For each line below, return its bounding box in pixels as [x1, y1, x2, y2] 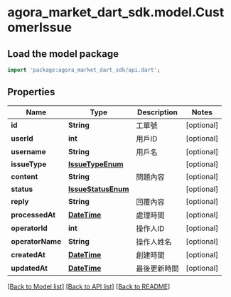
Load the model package [7, 48, 119, 60]
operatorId [11, 223, 48, 233]
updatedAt [11, 263, 48, 273]
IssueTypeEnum [68, 159, 124, 169]
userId [11, 133, 33, 143]
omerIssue [7, 19, 72, 36]
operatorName [11, 236, 62, 246]
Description [137, 107, 178, 117]
